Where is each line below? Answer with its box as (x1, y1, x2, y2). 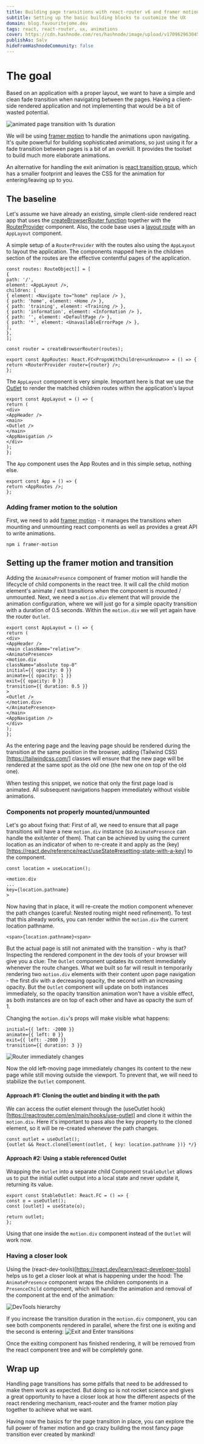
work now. (6, 1236, 32, 1244)
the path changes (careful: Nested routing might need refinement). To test (6, 909, 192, 916)
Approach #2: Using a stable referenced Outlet (6, 1154, 127, 1162)
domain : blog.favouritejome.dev (6, 20, 88, 26)
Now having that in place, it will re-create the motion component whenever (6, 903, 193, 910)
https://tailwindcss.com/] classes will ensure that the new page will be (8, 755, 184, 762)
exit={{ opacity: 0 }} (6, 678, 64, 684)
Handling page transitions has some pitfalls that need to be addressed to (6, 1379, 188, 1387)
